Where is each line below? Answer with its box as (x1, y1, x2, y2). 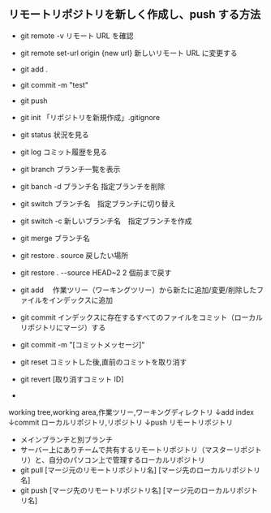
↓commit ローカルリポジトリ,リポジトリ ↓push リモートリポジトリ (8, 417, 234, 427)
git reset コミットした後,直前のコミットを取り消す (19, 356, 187, 367)
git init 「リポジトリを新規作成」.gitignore (19, 112, 161, 122)
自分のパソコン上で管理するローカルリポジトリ (48, 455, 205, 464)
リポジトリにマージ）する (19, 322, 106, 332)
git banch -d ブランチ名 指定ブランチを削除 (19, 181, 166, 191)
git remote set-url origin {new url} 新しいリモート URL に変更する (19, 48, 238, 58)
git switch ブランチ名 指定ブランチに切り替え (19, 198, 176, 209)
